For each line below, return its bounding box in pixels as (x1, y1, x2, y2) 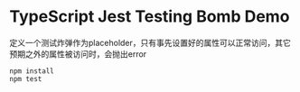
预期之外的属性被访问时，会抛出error (9, 48, 147, 60)
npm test (9, 74, 42, 83)
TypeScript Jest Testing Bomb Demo (9, 6, 290, 27)
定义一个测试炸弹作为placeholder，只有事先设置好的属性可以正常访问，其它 (9, 37, 292, 48)
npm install (9, 66, 54, 76)
